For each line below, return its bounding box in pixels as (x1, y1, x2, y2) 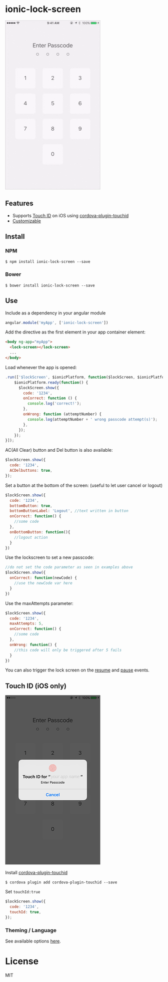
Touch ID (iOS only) (5, 682, 66, 690)
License (5, 955, 39, 967)
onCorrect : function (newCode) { (9, 575, 77, 580)
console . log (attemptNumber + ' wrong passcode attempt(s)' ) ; (27, 417, 157, 422)
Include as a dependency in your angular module (5, 309, 106, 316)
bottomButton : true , (9, 503, 52, 508)
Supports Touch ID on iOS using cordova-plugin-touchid (12, 212, 129, 218)
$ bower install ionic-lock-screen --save (5, 283, 95, 288)
